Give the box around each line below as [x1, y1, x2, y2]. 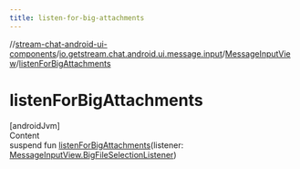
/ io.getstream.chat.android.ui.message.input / [56, 48, 226, 59]
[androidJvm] [9, 120, 61, 131]
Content [9, 130, 40, 141]
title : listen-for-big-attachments [9, 13, 145, 23]
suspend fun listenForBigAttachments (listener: [9, 139, 184, 151]
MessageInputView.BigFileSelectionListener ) [9, 149, 177, 160]
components [9, 48, 57, 59]
